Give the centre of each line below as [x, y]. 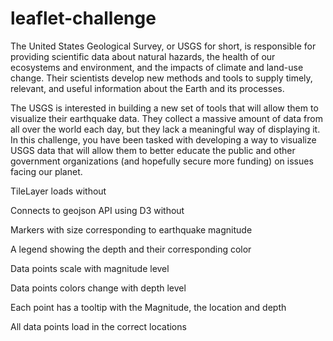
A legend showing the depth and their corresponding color [131, 249]
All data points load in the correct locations [98, 326]
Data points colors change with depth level [98, 288]
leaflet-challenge [83, 18]
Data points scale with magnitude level [90, 268]
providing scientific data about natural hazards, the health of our [143, 56]
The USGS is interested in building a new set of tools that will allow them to [164, 108]
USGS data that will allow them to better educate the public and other [153, 150]
